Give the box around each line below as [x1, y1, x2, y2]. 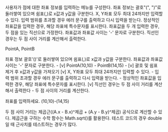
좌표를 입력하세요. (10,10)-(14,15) [5, 98, 69, 104]
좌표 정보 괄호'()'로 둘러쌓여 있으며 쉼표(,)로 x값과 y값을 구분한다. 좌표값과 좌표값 [5, 56, 163, 62]
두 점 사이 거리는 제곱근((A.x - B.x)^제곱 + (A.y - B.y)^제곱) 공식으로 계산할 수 [5, 109, 157, 114]
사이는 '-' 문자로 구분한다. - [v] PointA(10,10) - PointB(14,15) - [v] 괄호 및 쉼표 [5, 62, 158, 68]
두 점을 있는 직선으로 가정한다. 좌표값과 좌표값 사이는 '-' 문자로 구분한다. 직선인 [5, 30, 159, 35]
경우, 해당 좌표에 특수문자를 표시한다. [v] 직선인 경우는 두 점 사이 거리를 [14, 81, 153, 87]
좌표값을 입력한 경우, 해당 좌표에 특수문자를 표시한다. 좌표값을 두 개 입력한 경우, [5, 23, 160, 29]
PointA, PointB [5, 46, 35, 52]
